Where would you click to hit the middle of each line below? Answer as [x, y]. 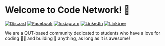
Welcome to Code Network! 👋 [68, 10]
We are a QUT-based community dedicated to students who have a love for [83, 33]
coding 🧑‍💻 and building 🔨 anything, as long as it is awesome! [68, 38]
